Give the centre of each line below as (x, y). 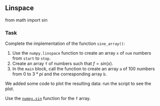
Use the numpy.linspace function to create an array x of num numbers (82, 53)
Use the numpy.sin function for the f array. (48, 99)
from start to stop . (31, 58)
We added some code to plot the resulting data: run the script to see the (78, 84)
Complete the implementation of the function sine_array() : (65, 43)
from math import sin (26, 20)
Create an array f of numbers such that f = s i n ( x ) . (63, 64)
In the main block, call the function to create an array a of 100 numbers (83, 69)
